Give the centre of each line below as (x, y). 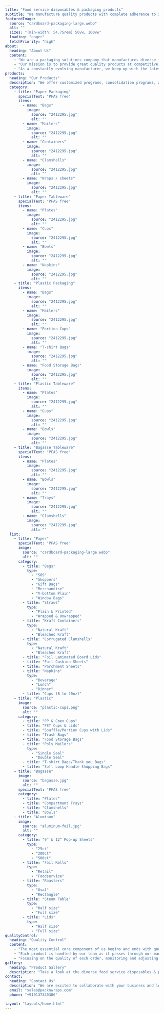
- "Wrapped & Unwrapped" (56, 616)
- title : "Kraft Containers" (52, 621)
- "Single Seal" (48, 753)
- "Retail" (42, 872)
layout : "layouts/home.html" (35, 1004)
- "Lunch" (41, 685)
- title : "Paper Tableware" (42, 197)
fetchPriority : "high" (32, 42)
